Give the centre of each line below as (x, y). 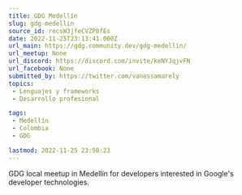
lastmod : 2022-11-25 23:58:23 (60, 150)
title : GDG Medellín (43, 16)
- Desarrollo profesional (56, 99)
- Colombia (30, 129)
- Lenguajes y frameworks (56, 91)
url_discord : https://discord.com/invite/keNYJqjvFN (99, 61)
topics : (22, 83)
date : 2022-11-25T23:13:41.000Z (63, 38)
